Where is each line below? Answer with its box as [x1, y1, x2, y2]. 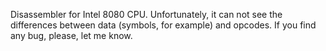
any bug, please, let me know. [10, 30, 133, 41]
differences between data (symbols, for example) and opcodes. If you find [10, 19, 317, 31]
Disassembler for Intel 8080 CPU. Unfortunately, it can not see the [10, 9, 283, 20]
